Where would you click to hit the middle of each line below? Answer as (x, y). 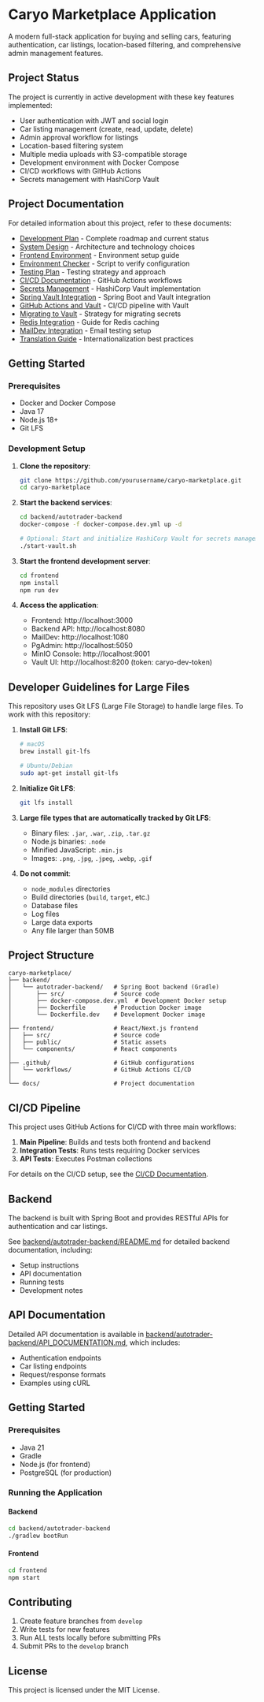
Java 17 (32, 412)
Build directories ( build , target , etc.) (91, 897)
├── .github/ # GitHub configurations (101, 1063)
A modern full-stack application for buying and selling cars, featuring (120, 36)
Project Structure (51, 955)
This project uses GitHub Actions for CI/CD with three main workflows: (123, 1127)
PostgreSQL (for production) (66, 1473)
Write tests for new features (64, 1629)
